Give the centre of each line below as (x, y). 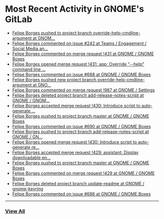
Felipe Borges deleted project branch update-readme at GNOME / (78, 183)
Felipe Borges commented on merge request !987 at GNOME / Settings (83, 90)
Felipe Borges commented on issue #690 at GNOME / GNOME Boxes (82, 126)
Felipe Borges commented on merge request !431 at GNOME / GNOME (83, 54)
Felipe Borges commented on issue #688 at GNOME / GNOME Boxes (82, 74)
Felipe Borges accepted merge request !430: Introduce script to (76, 106)
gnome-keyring (28, 189)
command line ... (29, 69)
